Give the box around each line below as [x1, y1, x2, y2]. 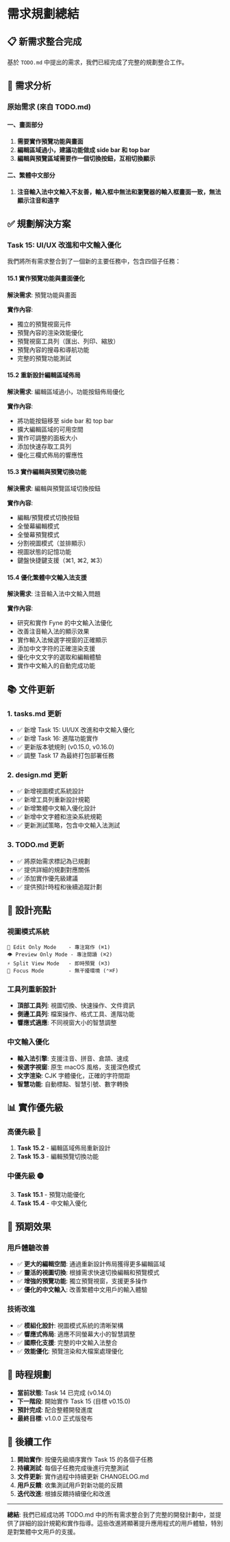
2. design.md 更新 [7, 770, 68, 779]
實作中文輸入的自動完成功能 [16, 661, 96, 670]
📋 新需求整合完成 [7, 36, 82, 47]
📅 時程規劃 [7, 1369, 51, 1380]
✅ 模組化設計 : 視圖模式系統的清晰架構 [16, 1321, 124, 1329]
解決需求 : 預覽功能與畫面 [7, 290, 77, 299]
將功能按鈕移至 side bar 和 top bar [16, 416, 114, 425]
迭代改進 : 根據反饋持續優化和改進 [16, 1490, 111, 1498]
